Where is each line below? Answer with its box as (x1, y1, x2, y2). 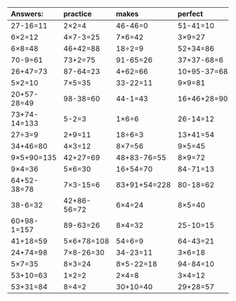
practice (63, 9, 92, 18)
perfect (178, 9, 204, 18)
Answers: (11, 9, 44, 18)
